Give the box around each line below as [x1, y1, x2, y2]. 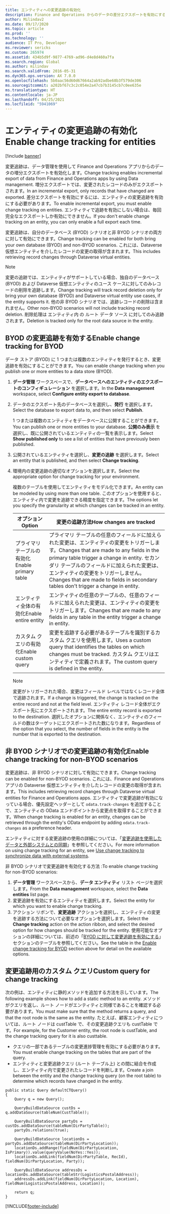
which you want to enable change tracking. [12, 903, 103, 909]
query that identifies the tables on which [49, 643, 145, 650]
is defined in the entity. [49, 665, 104, 672]
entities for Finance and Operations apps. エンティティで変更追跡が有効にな [5, 794, 163, 801]
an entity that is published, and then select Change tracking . [12, 457, 140, 463]
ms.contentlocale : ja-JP [5, 92, 58, 97]
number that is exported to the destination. [12, 731, 102, 737]
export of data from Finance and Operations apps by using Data [5, 175, 138, 181]
